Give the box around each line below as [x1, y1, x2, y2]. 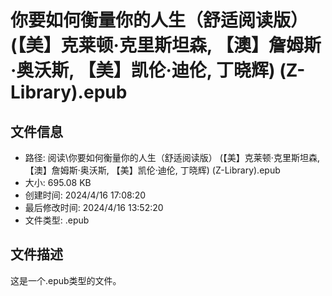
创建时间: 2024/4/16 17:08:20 [24, 189, 147, 201]
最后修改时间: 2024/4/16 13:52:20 [24, 202, 164, 213]
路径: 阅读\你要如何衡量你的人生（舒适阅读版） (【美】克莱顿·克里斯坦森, [24, 152, 320, 163]
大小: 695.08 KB [24, 177, 92, 188]
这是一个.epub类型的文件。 [10, 274, 122, 286]
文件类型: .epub [24, 214, 90, 226]
